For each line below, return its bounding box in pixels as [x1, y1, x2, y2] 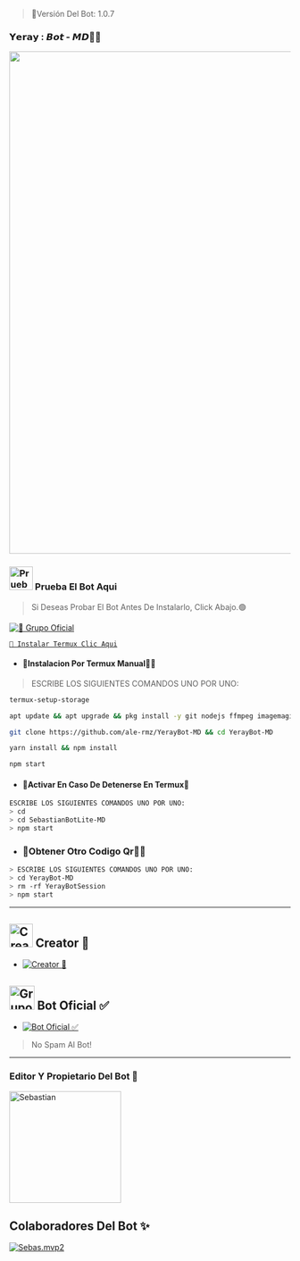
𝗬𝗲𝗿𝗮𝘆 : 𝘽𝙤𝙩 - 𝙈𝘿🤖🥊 [9, 30, 102, 43]
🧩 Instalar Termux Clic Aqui [9, 639, 118, 648]
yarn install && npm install [9, 744, 118, 753]
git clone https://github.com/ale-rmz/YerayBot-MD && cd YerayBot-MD [9, 728, 274, 737]
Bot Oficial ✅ [37, 998, 110, 1013]
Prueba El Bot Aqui [34, 580, 118, 593]
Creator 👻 [35, 936, 90, 951]
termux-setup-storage [9, 695, 90, 705]
